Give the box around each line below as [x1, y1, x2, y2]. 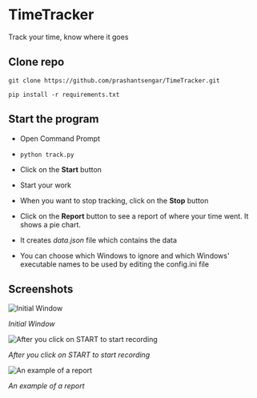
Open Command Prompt [19, 134, 101, 143]
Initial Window [8, 319, 56, 329]
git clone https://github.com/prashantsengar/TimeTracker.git [8, 76, 220, 85]
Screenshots [8, 282, 74, 295]
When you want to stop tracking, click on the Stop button [19, 195, 209, 205]
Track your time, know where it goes [8, 32, 129, 42]
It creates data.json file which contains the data [19, 235, 178, 245]
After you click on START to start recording [8, 350, 151, 360]
